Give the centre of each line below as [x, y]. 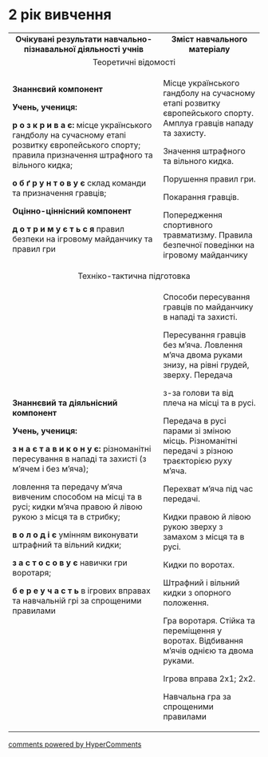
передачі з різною [198, 451]
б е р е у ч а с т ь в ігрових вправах [81, 591]
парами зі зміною [197, 431]
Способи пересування [207, 297]
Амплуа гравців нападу [208, 123]
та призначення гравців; [59, 193]
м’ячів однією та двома [208, 651]
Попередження [193, 215]
